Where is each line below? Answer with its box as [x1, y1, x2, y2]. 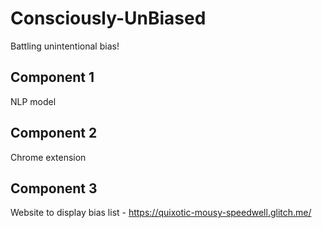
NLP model [10, 95, 57, 107]
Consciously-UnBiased [10, 7, 207, 30]
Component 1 [10, 69, 95, 86]
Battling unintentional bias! [10, 40, 120, 52]
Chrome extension [10, 151, 87, 163]
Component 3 [10, 180, 98, 197]
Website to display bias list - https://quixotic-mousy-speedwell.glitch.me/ [10, 207, 312, 219]
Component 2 [10, 125, 98, 142]
